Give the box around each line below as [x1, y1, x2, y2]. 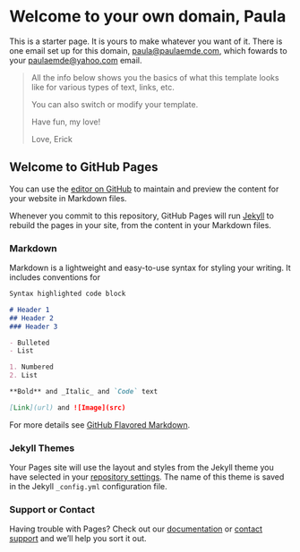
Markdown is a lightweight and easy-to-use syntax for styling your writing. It [9, 262, 291, 274]
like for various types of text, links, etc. [30, 81, 175, 92]
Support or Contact [9, 504, 96, 516]
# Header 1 [9, 305, 50, 314]
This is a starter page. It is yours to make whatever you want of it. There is [9, 36, 283, 47]
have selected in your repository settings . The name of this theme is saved [9, 471, 285, 482]
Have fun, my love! [30, 116, 101, 127]
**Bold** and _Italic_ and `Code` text [9, 387, 159, 396]
